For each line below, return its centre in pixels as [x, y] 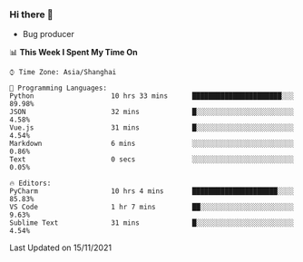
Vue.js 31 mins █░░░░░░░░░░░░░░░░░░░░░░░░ [152, 128]
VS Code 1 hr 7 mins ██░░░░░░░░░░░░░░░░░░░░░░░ [152, 208]
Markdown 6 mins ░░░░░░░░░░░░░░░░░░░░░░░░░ [152, 144]
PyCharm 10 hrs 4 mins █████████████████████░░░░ [152, 191]
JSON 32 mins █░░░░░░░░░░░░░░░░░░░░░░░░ [152, 112]
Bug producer [49, 34]
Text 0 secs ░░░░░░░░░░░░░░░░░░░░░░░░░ [152, 160]
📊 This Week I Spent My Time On [73, 53]
